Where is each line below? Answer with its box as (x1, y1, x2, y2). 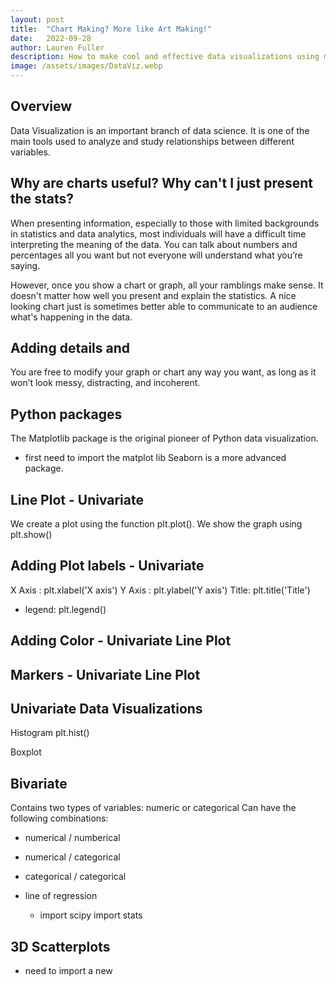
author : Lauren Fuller (10, 42, 105, 53)
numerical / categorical (24, 851, 121, 863)
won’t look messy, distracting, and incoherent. (10, 377, 201, 389)
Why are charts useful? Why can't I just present (10, 175, 314, 192)
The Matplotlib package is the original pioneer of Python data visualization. (10, 432, 319, 445)
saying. (10, 259, 41, 271)
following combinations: (10, 812, 109, 825)
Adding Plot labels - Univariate (10, 557, 205, 575)
